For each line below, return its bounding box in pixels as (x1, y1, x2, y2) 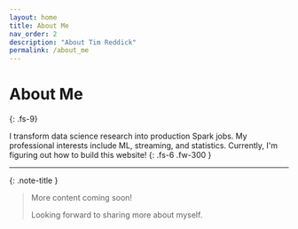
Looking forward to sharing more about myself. (30, 209, 203, 220)
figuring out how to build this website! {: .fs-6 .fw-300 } (9, 150, 212, 161)
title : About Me (9, 21, 69, 30)
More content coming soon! (30, 193, 133, 203)
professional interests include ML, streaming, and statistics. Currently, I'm (9, 140, 278, 151)
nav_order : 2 (9, 29, 58, 38)
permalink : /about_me (9, 46, 90, 55)
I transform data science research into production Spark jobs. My (9, 130, 247, 142)
